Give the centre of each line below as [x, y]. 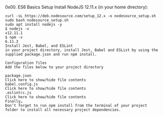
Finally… [14, 101]
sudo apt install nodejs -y [34, 24]
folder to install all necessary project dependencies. [63, 110]
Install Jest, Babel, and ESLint [39, 46]
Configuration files [26, 63]
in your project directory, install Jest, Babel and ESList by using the [82, 50]
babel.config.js [21, 84]
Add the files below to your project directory [54, 67]
